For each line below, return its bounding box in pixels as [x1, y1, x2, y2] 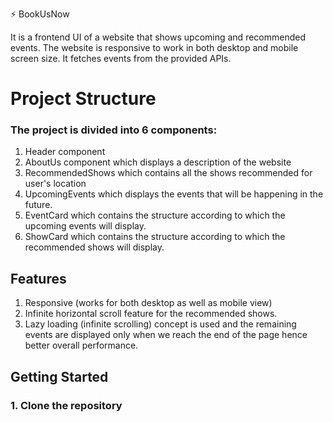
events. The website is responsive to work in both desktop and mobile [10, 42, 299, 53]
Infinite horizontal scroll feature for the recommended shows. [24, 308, 278, 320]
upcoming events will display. [24, 220, 147, 232]
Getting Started [10, 368, 109, 385]
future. [24, 199, 53, 211]
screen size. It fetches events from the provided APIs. [10, 53, 232, 64]
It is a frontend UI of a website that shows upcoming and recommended [10, 31, 306, 43]
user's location [24, 178, 87, 190]
